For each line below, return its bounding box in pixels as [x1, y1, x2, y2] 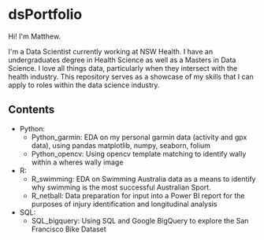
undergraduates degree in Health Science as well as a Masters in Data [8, 55, 236, 65]
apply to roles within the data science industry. [8, 80, 160, 90]
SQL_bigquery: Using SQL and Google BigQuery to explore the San [31, 216, 249, 225]
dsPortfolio [8, 6, 83, 24]
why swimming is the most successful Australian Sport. [31, 183, 211, 192]
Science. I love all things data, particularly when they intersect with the [8, 63, 238, 72]
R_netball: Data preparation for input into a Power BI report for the [31, 190, 245, 200]
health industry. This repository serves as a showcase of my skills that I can [8, 72, 254, 81]
